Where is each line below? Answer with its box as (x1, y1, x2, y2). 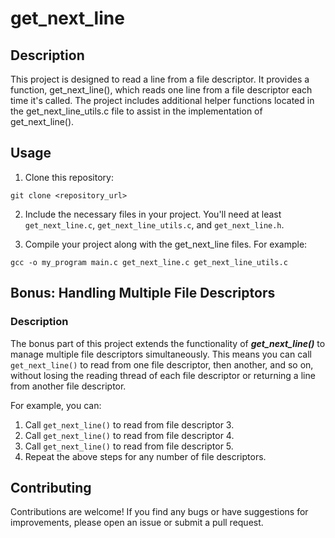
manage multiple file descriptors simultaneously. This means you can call (10, 348, 312, 360)
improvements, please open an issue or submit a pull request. (10, 517, 264, 529)
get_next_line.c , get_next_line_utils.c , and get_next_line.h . (24, 218, 285, 231)
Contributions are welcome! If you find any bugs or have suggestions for (10, 506, 309, 518)
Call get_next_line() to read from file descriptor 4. (24, 429, 235, 441)
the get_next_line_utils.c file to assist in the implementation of (10, 105, 263, 117)
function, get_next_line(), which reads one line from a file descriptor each (10, 84, 313, 96)
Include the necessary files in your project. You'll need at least (24, 208, 282, 220)
